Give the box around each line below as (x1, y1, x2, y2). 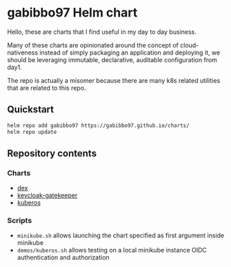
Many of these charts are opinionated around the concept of (7, 41, 179, 49)
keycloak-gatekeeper (17, 191, 78, 199)
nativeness (7, 48, 39, 57)
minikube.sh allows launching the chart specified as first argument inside (17, 231, 225, 239)
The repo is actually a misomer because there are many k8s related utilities (7, 76, 221, 84)
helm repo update (7, 128, 57, 135)
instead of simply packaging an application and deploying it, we (39, 48, 221, 57)
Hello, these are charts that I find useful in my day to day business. (7, 28, 197, 36)
